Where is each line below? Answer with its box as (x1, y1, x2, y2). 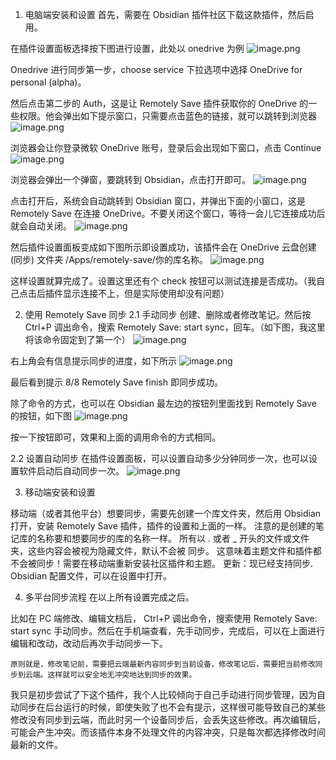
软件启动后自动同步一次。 (18, 465, 125, 477)
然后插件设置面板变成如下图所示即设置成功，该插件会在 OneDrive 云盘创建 (10, 241, 317, 253)
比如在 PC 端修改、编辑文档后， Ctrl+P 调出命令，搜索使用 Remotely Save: (10, 613, 318, 624)
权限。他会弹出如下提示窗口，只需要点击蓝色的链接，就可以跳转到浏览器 (18, 110, 317, 122)
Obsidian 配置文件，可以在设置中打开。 (10, 570, 173, 582)
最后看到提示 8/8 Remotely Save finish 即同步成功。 (10, 376, 223, 388)
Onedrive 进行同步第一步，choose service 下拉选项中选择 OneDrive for (10, 64, 303, 75)
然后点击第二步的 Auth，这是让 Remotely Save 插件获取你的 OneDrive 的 (10, 98, 309, 109)
